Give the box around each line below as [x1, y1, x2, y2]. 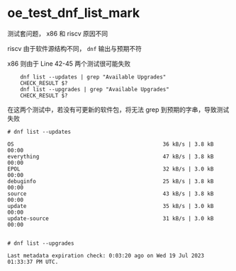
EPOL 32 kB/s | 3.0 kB [7, 165, 214, 173]
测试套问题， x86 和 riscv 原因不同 [7, 29, 108, 38]
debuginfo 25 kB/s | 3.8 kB [7, 178, 214, 185]
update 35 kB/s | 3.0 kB [7, 202, 214, 209]
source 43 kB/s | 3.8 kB [7, 190, 214, 197]
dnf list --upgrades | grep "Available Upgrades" [20, 86, 170, 93]
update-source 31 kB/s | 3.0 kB [7, 214, 214, 222]
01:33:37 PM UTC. [7, 258, 59, 265]
